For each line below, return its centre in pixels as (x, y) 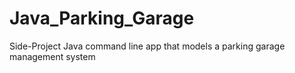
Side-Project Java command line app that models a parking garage (147, 46)
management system (52, 56)
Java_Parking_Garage (102, 18)
